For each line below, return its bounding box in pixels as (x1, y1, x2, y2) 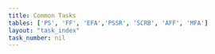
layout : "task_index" (8, 26, 80, 34)
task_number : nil (8, 33, 66, 42)
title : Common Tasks (8, 11, 77, 20)
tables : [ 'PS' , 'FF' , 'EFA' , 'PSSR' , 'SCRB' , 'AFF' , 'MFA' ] (8, 19, 209, 27)
